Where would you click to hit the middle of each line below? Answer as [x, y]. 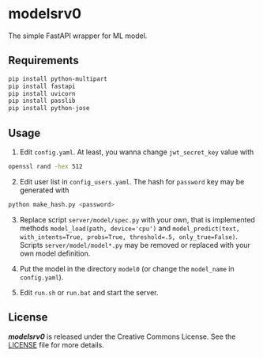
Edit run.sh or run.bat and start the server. [89, 292]
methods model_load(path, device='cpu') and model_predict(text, [130, 228]
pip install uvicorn [42, 93]
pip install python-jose [49, 108]
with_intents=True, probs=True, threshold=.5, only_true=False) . [129, 236]
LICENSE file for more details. [56, 344]
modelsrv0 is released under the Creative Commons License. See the [122, 336]
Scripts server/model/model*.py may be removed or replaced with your [135, 245]
